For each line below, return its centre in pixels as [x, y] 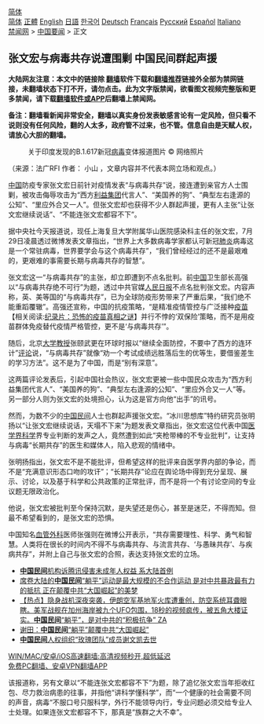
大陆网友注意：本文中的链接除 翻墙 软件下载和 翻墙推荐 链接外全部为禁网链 [126, 79]
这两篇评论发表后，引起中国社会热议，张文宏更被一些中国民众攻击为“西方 [127, 379]
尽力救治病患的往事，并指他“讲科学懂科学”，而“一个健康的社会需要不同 [136, 692]
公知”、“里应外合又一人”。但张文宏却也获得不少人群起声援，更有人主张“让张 [131, 204]
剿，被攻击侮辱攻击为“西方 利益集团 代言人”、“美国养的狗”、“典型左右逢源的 [129, 195]
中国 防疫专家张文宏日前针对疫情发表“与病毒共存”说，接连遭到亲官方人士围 [128, 185]
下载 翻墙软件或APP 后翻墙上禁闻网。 [101, 98]
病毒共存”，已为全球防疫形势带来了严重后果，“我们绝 [159, 297]
